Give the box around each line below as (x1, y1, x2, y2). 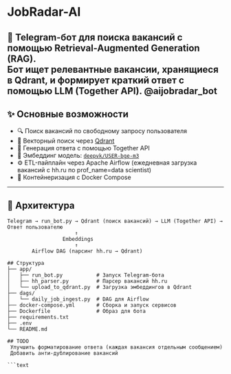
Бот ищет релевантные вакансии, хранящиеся (7, 63, 219, 75)
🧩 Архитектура (7, 200, 75, 211)
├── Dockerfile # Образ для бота (7, 308, 146, 315)
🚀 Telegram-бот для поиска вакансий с (7, 32, 183, 43)
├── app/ (7, 266, 32, 273)
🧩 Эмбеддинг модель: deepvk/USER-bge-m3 (16, 152, 140, 160)
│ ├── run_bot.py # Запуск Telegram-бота (7, 272, 165, 279)
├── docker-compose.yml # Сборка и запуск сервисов (7, 302, 177, 309)
